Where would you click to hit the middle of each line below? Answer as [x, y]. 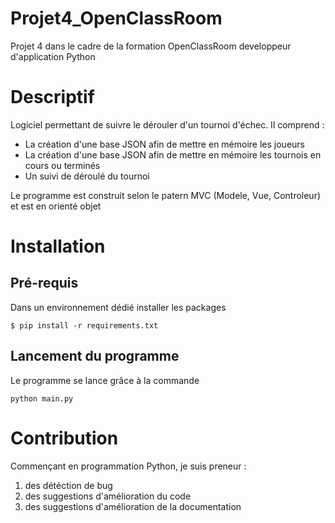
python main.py [42, 398]
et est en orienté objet [56, 206]
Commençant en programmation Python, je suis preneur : [128, 466]
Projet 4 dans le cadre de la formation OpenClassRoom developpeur [151, 46]
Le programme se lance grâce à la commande [105, 380]
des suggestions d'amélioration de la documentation [133, 506]
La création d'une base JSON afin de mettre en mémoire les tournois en [173, 154]
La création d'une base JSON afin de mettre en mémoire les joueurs [164, 144]
